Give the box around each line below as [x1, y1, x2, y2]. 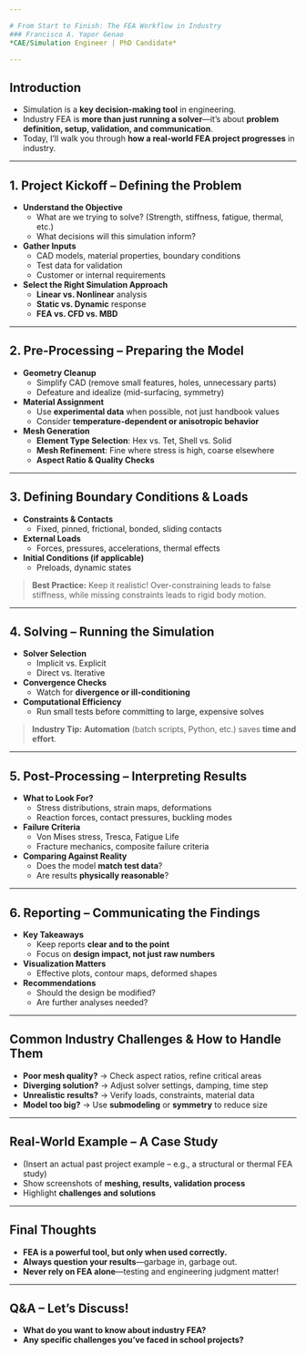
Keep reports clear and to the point [36, 939, 170, 950]
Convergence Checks [22, 677, 107, 688]
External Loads [22, 533, 82, 544]
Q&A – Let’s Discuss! [9, 1300, 129, 1316]
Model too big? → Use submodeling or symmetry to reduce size [22, 1099, 269, 1110]
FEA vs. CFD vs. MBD [36, 309, 118, 319]
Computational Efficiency [22, 697, 122, 708]
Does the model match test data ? [36, 860, 163, 871]
